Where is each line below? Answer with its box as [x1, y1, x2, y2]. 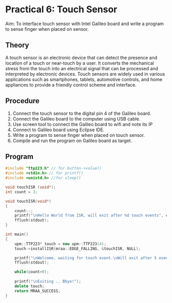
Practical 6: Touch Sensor [5, 4, 118, 15]
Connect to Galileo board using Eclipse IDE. [12, 127, 105, 133]
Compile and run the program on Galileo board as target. [12, 137, 132, 144]
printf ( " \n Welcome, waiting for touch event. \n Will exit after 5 [14, 255, 157, 260]
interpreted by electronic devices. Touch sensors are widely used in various [5, 71, 165, 77]
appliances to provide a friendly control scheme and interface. [5, 82, 137, 88]
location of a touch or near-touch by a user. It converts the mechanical [5, 60, 155, 66]
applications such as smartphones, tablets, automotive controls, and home [5, 76, 163, 83]
